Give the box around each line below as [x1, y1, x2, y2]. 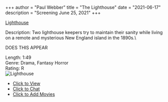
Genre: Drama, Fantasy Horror [5, 60, 69, 65]
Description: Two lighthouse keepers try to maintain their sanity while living [5, 29, 163, 35]
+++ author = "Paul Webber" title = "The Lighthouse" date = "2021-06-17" [5, 5, 161, 10]
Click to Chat [12, 86, 40, 92]
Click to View [12, 81, 41, 86]
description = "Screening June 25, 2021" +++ [5, 10, 101, 16]
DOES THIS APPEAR [5, 45, 48, 50]
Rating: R [5, 65, 24, 71]
